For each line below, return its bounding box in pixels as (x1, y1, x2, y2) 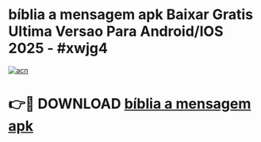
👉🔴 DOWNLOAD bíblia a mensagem (8, 95, 251, 113)
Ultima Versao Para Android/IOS (8, 22, 224, 40)
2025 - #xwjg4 (8, 40, 109, 57)
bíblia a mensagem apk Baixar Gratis (8, 6, 254, 24)
